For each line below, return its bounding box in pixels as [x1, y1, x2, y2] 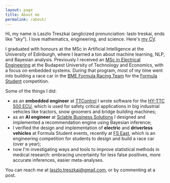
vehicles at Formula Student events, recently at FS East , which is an [12, 130, 156, 136]
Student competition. [5, 78, 49, 84]
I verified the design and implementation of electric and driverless [12, 125, 153, 131]
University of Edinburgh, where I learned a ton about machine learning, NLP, [5, 51, 165, 57]
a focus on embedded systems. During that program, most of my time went [5, 67, 163, 74]
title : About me [5, 12, 40, 17]
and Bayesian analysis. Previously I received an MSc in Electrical [5, 57, 141, 63]
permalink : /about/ [5, 17, 47, 22]
